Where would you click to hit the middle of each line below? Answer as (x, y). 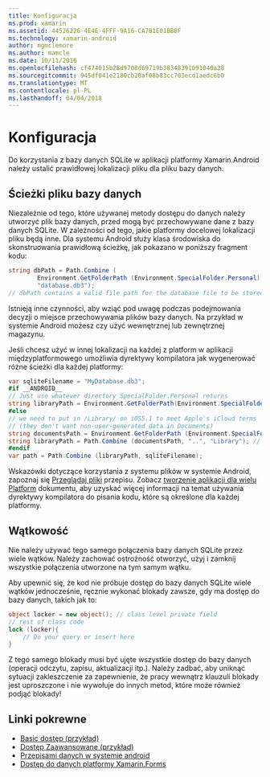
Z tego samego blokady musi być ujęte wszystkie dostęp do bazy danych (130, 660)
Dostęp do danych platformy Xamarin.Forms (93, 764)
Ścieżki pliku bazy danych (75, 194)
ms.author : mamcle (39, 53)
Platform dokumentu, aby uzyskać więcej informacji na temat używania (126, 489)
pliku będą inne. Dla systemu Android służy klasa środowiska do (115, 239)
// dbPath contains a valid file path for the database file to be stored (136, 293)
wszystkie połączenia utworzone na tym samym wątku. (100, 566)
